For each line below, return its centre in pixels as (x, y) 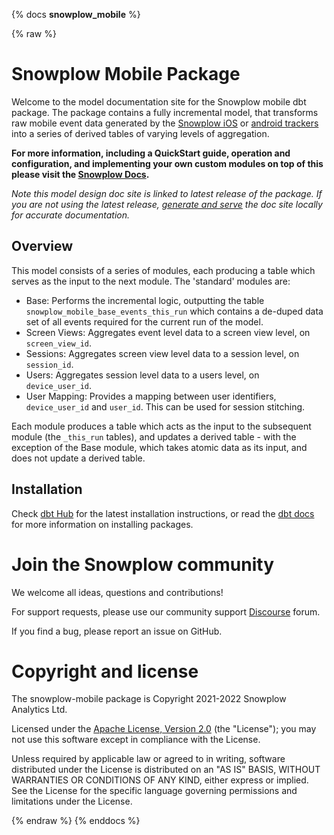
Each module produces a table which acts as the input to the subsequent (161, 426)
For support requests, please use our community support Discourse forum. (166, 611)
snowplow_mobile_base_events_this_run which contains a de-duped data (174, 311)
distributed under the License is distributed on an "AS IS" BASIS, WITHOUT (166, 770)
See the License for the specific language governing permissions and (154, 791)
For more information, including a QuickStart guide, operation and (151, 153)
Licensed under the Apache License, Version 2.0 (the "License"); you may (164, 729)
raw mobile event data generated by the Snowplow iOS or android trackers (165, 123)
